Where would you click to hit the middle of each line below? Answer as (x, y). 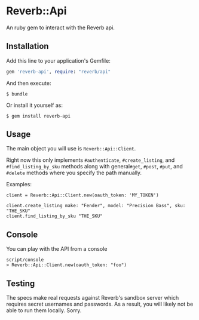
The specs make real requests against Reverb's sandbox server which (93, 298)
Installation (27, 46)
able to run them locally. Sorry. (44, 310)
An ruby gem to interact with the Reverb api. (61, 27)
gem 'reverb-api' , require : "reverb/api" (59, 72)
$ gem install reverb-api (38, 116)
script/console (25, 260)
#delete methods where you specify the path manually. (74, 173)
